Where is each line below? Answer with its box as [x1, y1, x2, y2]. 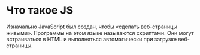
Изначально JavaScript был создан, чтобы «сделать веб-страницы [6, 23, 178, 30]
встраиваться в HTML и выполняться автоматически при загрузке [6, 35, 177, 43]
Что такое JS [6, 4, 74, 17]
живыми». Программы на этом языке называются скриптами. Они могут [6, 29, 195, 36]
